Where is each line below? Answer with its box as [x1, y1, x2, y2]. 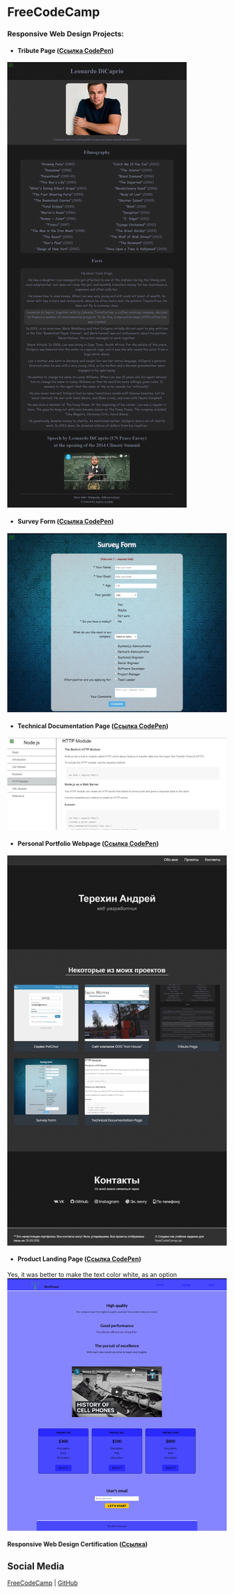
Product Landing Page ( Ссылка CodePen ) [17, 1255, 141, 1263]
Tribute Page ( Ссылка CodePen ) [17, 46, 114, 54]
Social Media [7, 1560, 65, 1572]
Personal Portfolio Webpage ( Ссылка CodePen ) [17, 839, 159, 847]
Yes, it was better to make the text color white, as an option [7, 1270, 178, 1278]
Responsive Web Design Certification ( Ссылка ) [7, 1540, 148, 1549]
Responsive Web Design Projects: [7, 29, 124, 39]
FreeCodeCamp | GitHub [7, 1579, 78, 1587]
